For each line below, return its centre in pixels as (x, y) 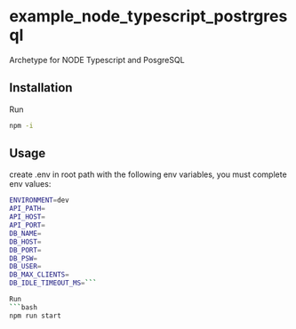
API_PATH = (28, 209)
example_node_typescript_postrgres (148, 16)
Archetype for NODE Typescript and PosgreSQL (97, 60)
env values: (30, 184)
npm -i (21, 125)
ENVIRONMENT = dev (39, 201)
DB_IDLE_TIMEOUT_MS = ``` (53, 283)
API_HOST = (28, 217)
